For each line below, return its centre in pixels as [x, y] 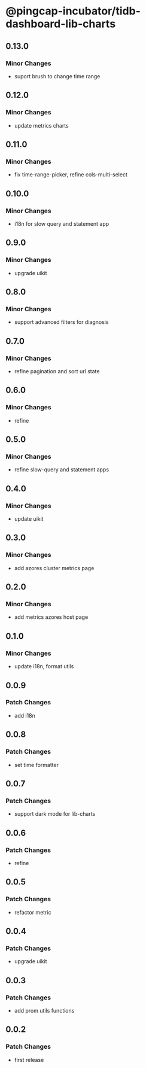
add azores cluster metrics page [54, 568]
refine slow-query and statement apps [61, 470]
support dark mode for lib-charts [55, 814]
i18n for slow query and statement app [62, 223]
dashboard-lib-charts [61, 24]
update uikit [29, 519]
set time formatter [36, 765]
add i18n [25, 715]
